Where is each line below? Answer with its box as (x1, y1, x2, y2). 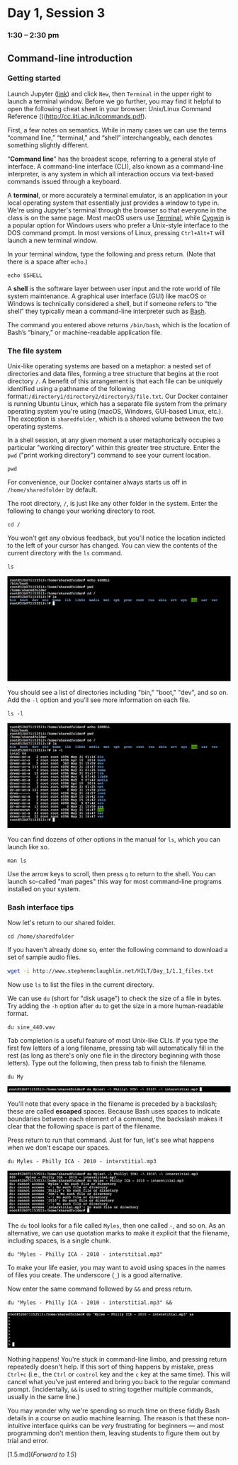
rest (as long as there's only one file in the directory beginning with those (7, 1051, 221, 1060)
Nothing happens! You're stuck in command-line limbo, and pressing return (7, 1355, 227, 1363)
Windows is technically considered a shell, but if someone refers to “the (7, 299, 217, 307)
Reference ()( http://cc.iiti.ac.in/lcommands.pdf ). (7, 112, 147, 120)
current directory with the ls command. (7, 549, 123, 558)
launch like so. (7, 842, 50, 851)
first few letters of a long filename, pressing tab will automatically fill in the (7, 1043, 225, 1052)
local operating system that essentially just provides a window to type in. (7, 198, 220, 207)
